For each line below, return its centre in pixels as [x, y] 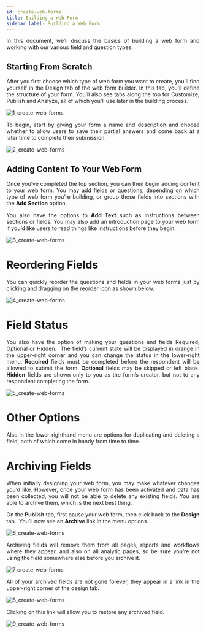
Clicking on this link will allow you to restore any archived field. [86, 612]
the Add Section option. [37, 203]
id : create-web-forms [34, 12]
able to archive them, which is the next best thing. [69, 502]
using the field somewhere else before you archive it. [73, 558]
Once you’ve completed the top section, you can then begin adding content [103, 184]
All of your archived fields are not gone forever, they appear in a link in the [103, 581]
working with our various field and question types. [70, 47]
